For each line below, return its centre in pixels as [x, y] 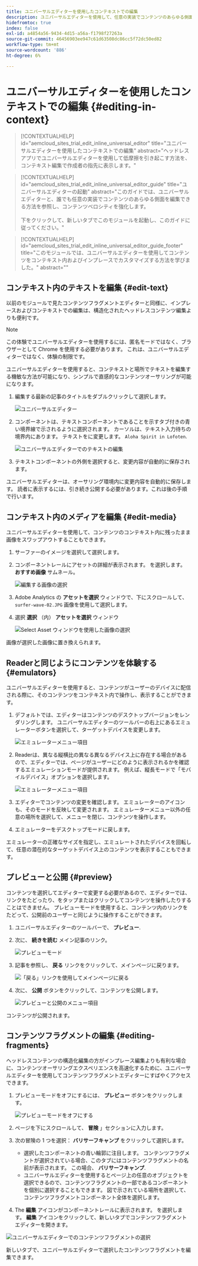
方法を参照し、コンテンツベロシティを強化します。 [87, 206]
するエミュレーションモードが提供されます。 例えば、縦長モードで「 [98, 769]
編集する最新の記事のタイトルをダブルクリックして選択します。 [92, 396]
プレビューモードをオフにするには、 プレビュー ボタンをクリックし [96, 1095]
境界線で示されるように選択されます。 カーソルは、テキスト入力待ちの [105, 429]
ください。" [50, 227]
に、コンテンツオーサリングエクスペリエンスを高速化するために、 [86, 1068]
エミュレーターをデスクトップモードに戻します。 [74, 829]
